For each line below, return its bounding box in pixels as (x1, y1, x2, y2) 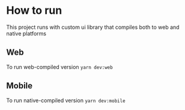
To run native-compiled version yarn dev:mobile (6, 97, 126, 104)
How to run (6, 4, 62, 17)
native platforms (6, 29, 47, 37)
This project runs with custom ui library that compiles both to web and (6, 23, 180, 31)
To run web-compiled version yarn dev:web (6, 63, 113, 70)
